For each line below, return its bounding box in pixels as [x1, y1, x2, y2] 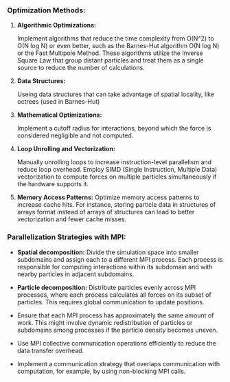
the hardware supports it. [16, 180, 89, 188]
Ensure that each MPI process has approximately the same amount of [16, 311, 214, 319]
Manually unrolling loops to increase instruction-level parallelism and [16, 158, 211, 166]
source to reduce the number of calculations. [16, 64, 146, 72]
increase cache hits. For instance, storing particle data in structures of [16, 201, 216, 209]
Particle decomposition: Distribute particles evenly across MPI [16, 283, 196, 291]
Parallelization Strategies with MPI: [7, 232, 126, 242]
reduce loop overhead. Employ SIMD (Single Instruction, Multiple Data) [16, 166, 218, 174]
